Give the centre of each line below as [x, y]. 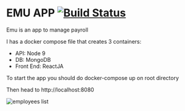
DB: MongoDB [33, 59]
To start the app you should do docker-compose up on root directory [93, 78]
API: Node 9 [30, 53]
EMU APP [31, 13]
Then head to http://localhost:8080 [50, 89]
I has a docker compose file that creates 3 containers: [74, 41]
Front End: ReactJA [39, 66]
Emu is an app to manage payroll [47, 30]
